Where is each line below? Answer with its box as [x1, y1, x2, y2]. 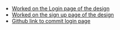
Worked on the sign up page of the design [11, 11, 114, 18]
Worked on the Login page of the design [11, 5, 110, 12]
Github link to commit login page [11, 18, 91, 24]
